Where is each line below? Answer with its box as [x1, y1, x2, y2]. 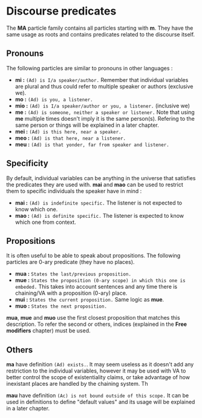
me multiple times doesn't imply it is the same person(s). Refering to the [15, 115, 195, 122]
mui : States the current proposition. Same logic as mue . [15, 296, 165, 303]
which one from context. [15, 218, 77, 226]
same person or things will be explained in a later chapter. [15, 121, 159, 129]
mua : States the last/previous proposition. [15, 270, 132, 277]
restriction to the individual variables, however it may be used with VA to [6, 367, 186, 374]
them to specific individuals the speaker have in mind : [6, 187, 142, 195]
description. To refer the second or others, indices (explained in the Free [6, 320, 187, 328]
